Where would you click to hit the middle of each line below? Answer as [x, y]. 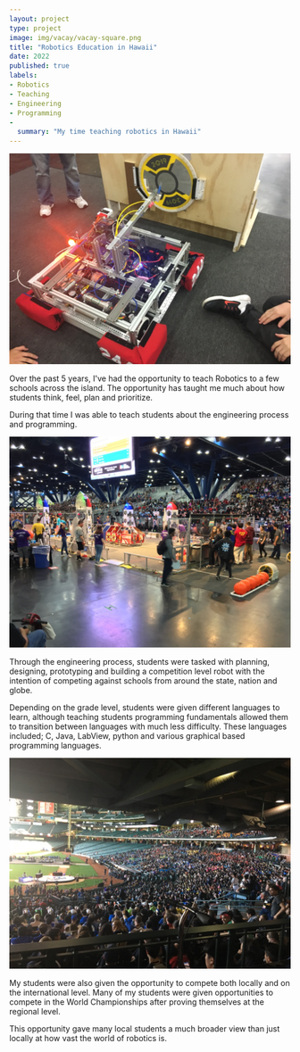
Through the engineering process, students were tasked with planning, [140, 662]
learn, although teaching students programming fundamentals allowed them [149, 717]
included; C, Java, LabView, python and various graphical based [127, 736]
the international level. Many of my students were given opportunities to [142, 993]
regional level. [35, 1012]
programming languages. [55, 746]
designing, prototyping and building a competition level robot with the [137, 671]
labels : [24, 76]
